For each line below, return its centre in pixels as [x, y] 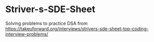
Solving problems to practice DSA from [47, 23]
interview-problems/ [27, 34]
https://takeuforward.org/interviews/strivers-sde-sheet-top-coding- [77, 28]
